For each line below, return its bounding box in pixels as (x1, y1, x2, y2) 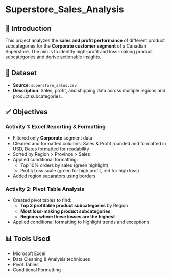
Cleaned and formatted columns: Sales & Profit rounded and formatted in (12, 140, 166, 146)
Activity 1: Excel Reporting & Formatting (5, 123, 106, 130)
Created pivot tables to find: (12, 197, 71, 203)
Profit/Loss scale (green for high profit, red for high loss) (20, 167, 139, 173)
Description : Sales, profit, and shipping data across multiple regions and (12, 87, 166, 94)
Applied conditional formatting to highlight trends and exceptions (12, 219, 150, 225)
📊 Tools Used (5, 234, 50, 243)
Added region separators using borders (12, 173, 96, 179)
